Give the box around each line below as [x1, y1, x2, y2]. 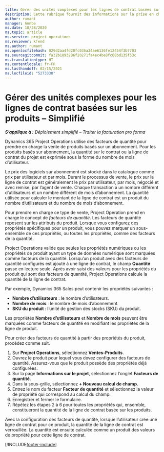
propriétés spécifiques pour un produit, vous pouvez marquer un [5, 225, 135, 231]
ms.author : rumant [5, 44, 42, 48]
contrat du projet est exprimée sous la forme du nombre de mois [5, 154, 135, 160]
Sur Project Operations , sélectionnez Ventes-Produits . [12, 350, 124, 356]
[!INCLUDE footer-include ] [5, 441, 57, 447]
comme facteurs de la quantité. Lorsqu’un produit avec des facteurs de [5, 255, 148, 261]
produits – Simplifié [5, 113, 85, 124]
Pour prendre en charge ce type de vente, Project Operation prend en [5, 209, 145, 215]
